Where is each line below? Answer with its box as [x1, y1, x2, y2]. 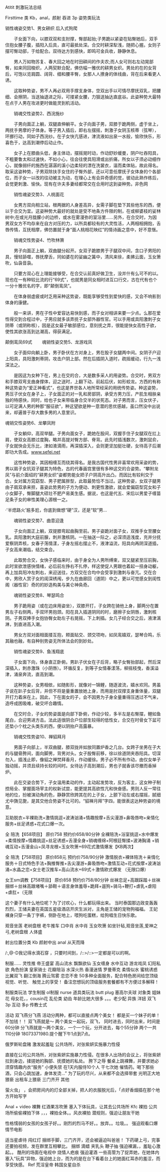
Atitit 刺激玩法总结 [5, 4, 42, 10]
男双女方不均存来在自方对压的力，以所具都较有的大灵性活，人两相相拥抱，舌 [5, 220, 161, 226]
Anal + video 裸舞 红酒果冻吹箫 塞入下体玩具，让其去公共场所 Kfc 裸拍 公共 [5, 1104, 158, 1109]
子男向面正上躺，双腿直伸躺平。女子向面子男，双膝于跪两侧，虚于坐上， [13, 121, 161, 127]
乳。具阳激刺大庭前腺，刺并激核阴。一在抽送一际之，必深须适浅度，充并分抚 [5, 534, 161, 540]
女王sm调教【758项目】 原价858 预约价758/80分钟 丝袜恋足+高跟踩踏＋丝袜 [5, 877, 161, 883]
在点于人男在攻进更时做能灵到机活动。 [5, 100, 83, 106]
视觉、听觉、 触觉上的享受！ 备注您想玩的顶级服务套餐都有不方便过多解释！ [5, 979, 159, 985]
